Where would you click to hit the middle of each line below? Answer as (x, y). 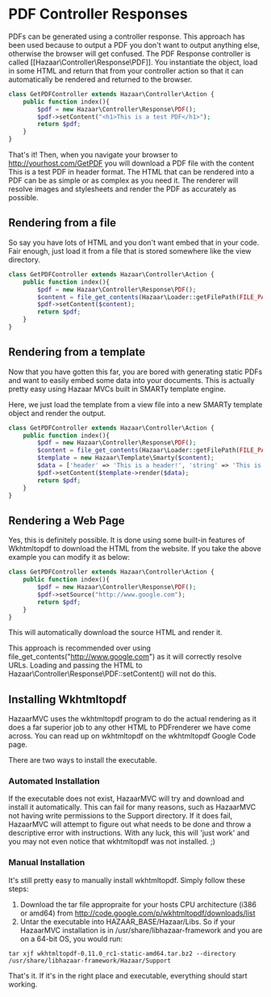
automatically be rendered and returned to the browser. (100, 79)
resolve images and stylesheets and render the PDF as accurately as (122, 189)
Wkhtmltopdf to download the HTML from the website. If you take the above (135, 549)
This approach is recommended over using (80, 648)
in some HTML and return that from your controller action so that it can (126, 70)
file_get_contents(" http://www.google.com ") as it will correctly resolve (125, 657)
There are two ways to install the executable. (83, 760)
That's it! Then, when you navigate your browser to (93, 155)
